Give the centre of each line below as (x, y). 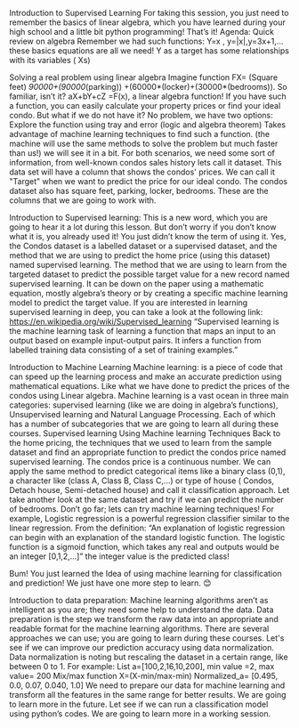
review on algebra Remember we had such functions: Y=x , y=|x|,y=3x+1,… (146, 41)
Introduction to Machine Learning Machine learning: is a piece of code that (146, 367)
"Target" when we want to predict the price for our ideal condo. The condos (148, 181)
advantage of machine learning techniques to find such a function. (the (139, 134)
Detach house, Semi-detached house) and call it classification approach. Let (149, 490)
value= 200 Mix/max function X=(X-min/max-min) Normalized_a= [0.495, (144, 676)
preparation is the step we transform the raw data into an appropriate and (144, 619)
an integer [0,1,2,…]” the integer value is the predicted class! (119, 556)
